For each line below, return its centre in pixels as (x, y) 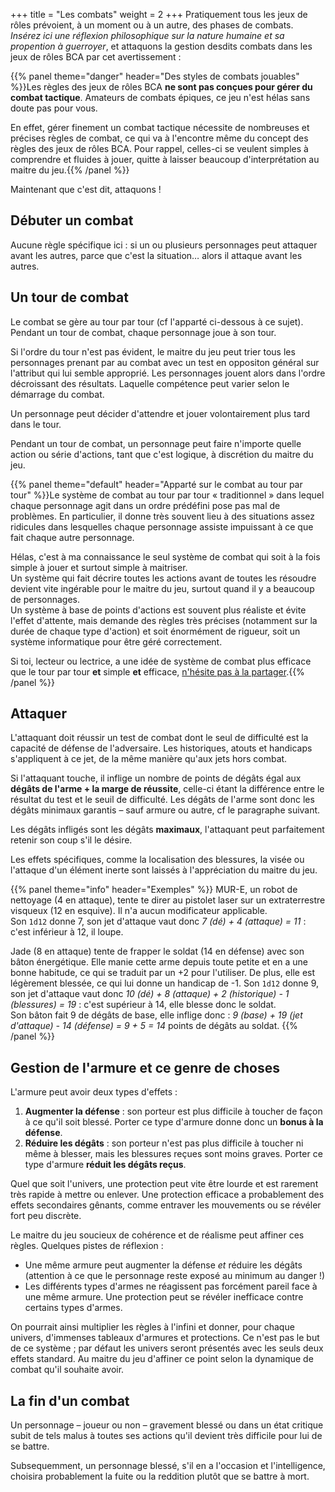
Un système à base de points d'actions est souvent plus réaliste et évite (158, 610)
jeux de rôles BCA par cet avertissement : (96, 57)
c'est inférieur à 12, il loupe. (67, 932)
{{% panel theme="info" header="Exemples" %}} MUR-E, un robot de (154, 890)
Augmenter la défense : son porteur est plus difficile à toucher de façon (173, 1111)
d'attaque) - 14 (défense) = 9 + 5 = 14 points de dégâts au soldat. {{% (154, 1026)
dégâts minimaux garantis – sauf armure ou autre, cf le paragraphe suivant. (165, 810)
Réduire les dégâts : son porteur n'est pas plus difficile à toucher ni (164, 1143)
